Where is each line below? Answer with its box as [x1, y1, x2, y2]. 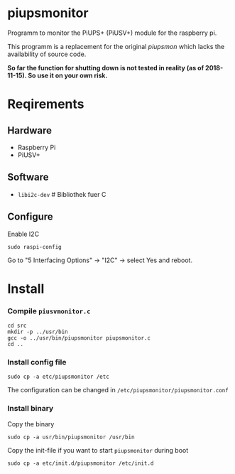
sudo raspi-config [7, 243, 62, 250]
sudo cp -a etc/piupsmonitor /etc [7, 373, 110, 381]
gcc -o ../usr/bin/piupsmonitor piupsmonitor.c [7, 335, 151, 342]
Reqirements [7, 96, 84, 112]
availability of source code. [7, 50, 87, 58]
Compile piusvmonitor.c [7, 306, 91, 316]
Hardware [7, 124, 52, 136]
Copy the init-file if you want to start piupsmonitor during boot [7, 446, 189, 454]
